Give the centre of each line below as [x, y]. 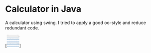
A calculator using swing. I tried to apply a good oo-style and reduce [75, 23]
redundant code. [22, 27]
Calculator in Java [43, 9]
